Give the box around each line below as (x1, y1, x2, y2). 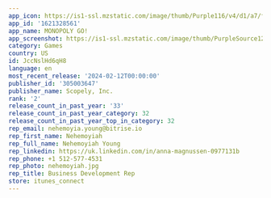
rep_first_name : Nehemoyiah (8, 132, 103, 140)
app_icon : (8, 11, 42, 20)
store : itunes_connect (8, 177, 85, 186)
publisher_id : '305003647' (8, 79, 99, 87)
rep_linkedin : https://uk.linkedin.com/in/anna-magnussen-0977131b (8, 147, 240, 155)
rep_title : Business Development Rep (8, 170, 135, 178)
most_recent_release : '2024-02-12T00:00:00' (8, 72, 161, 80)
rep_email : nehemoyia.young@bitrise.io (8, 124, 143, 133)
